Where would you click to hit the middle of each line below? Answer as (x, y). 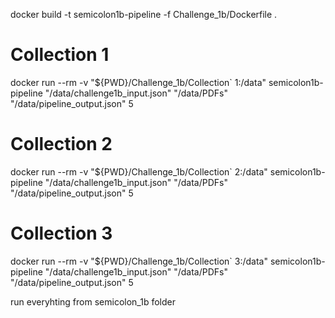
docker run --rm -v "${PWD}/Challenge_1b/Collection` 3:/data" (139, 261)
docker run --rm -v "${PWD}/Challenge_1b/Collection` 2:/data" (139, 171)
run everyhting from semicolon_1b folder (93, 301)
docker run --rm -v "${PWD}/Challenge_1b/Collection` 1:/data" (138, 82)
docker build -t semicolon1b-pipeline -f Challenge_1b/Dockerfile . (144, 14)
